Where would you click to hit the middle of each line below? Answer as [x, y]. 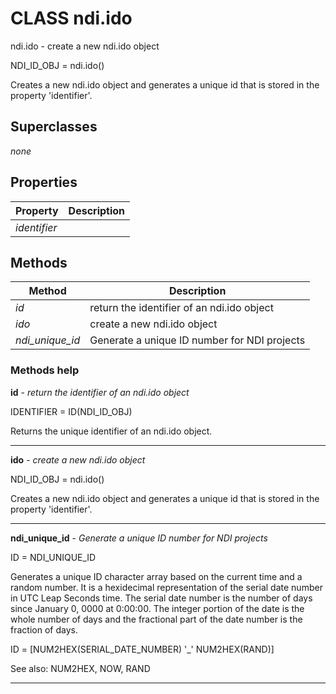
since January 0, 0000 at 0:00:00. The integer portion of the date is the [157, 608]
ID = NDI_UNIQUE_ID [53, 557]
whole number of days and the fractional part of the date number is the [156, 619]
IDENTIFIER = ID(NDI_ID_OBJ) [71, 411]
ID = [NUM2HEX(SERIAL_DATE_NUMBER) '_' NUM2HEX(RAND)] [142, 649]
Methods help [45, 370]
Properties [44, 182]
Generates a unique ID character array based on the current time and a [156, 576]
